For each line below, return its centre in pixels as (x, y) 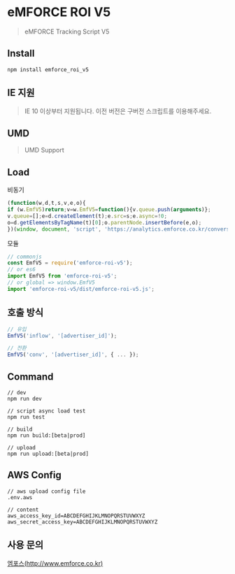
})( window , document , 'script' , (54, 229)
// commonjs (24, 257)
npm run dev (24, 399)
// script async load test (47, 411)
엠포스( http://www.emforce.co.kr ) (55, 563)
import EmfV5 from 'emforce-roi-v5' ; (62, 276)
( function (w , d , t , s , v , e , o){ (47, 203)
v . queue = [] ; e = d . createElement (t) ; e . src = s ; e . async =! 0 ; (87, 216)
